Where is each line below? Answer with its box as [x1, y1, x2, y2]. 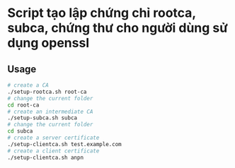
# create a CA [7, 82, 50, 89]
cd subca [7, 128, 33, 135]
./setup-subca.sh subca [7, 114, 78, 121]
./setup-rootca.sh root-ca [7, 88, 87, 95]
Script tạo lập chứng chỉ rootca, [7, 5, 196, 21]
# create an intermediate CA [7, 108, 93, 115]
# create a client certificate [7, 147, 100, 155]
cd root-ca [7, 101, 40, 109]
